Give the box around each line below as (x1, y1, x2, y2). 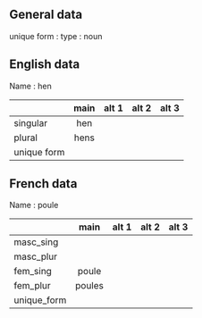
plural (13, 131, 38, 144)
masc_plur (13, 250, 58, 263)
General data (9, 7, 83, 22)
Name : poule (9, 200, 59, 211)
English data (9, 57, 80, 72)
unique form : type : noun (9, 30, 103, 41)
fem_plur (13, 280, 51, 292)
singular (13, 116, 47, 129)
